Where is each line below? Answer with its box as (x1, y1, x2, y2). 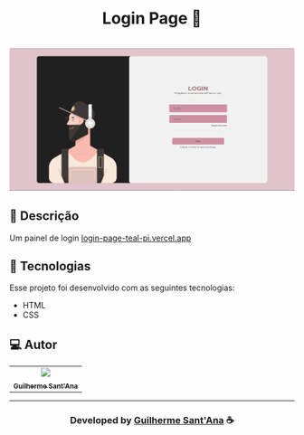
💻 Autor (9, 336, 58, 352)
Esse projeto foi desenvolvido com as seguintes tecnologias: (9, 282, 235, 293)
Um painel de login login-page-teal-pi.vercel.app (9, 232, 192, 243)
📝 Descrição (9, 208, 80, 224)
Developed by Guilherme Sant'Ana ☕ (70, 414, 234, 427)
